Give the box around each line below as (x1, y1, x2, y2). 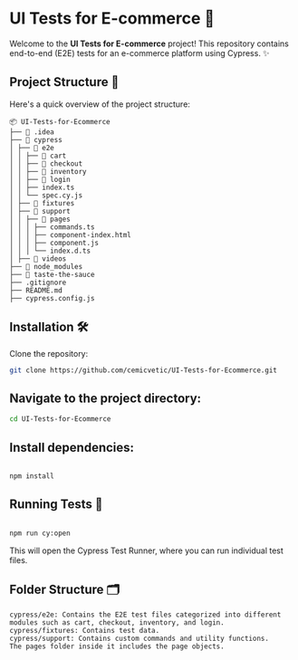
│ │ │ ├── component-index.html (9, 230, 131, 239)
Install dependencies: (9, 439, 134, 455)
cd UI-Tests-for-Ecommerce (9, 415, 111, 424)
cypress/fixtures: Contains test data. (9, 627, 160, 636)
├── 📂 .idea (9, 127, 54, 137)
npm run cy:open (9, 529, 71, 538)
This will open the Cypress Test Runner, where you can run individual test (9, 545, 284, 556)
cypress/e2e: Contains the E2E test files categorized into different (9, 610, 282, 619)
